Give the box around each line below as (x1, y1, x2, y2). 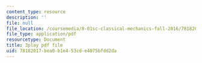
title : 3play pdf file (6, 43, 63, 49)
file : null (6, 20, 34, 26)
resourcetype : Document (6, 37, 66, 43)
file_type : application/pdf (6, 31, 77, 37)
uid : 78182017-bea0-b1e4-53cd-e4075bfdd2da (6, 48, 117, 54)
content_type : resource (6, 8, 66, 15)
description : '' (6, 14, 47, 20)
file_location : (6, 25, 44, 32)
